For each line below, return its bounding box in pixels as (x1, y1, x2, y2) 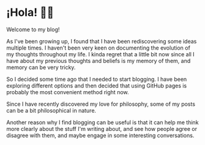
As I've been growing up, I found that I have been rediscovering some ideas (6, 37, 197, 45)
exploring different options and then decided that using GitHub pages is (6, 82, 187, 89)
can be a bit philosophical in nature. (6, 106, 97, 114)
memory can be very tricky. (6, 64, 76, 71)
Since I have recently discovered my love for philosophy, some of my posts (6, 100, 196, 108)
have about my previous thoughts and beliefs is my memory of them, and (6, 57, 191, 64)
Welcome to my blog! (6, 26, 60, 33)
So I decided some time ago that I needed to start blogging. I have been (6, 75, 187, 83)
